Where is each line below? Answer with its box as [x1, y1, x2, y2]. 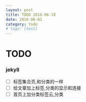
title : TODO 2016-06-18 [6, 12, 56, 17]
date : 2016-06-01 [6, 17, 42, 22]
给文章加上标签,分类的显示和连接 [13, 85, 81, 91]
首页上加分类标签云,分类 [13, 91, 64, 97]
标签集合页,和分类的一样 [13, 78, 64, 84]
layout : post [6, 7, 33, 13]
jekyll [6, 66, 20, 74]
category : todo [6, 21, 38, 27]
